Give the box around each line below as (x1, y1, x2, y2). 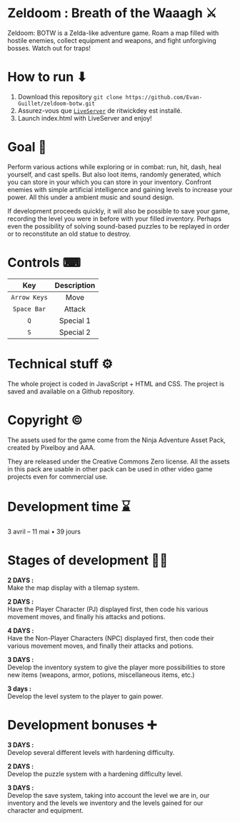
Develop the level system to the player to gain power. (7, 691, 164, 701)
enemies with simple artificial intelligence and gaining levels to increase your (7, 185, 233, 194)
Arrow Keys (11, 293, 48, 301)
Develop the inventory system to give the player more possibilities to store (7, 663, 226, 671)
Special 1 (59, 316, 91, 326)
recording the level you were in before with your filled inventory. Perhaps (7, 214, 221, 223)
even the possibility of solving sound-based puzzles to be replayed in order (7, 221, 230, 230)
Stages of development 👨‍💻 (7, 552, 169, 568)
